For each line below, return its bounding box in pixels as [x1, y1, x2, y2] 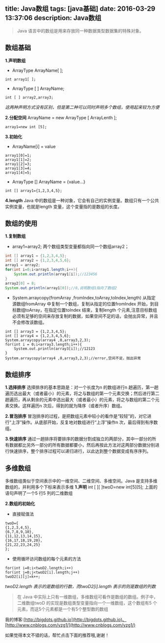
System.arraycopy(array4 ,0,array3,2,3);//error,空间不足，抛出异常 [5, 356, 141, 361]
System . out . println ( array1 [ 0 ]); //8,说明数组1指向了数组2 [5, 285, 117, 291]
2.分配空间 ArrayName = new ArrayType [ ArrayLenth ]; [5, 114, 117, 120]
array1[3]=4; [5, 166, 32, 171]
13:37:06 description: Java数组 [5, 14, 101, 22]
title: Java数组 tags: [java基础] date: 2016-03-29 [5, 4, 156, 13]
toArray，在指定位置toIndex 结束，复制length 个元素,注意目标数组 [25, 307, 158, 313]
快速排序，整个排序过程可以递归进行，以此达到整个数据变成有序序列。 [9, 448, 151, 454]
